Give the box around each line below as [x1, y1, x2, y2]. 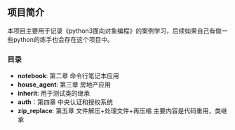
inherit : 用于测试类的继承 [17, 89, 90, 98]
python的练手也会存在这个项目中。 [13, 35, 114, 43]
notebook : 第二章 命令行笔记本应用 [17, 72, 119, 80]
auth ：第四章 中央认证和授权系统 [17, 98, 114, 106]
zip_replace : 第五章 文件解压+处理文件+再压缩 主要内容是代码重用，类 [17, 107, 221, 115]
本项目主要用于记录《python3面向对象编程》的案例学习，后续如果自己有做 [7, 27, 222, 35]
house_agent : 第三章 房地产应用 [17, 80, 111, 89]
